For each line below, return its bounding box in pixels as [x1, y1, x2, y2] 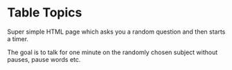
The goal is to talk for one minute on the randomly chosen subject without [7, 48, 218, 56]
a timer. [7, 34, 29, 43]
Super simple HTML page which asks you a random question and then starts [7, 27, 226, 36]
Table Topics [7, 5, 82, 21]
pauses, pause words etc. [7, 55, 81, 63]
